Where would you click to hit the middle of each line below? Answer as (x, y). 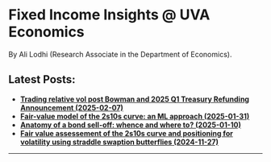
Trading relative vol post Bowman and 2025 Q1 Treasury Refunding (135, 99)
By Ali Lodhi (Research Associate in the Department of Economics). (120, 54)
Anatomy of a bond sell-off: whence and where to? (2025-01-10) (131, 125)
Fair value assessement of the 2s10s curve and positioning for (127, 133)
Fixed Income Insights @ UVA (109, 15)
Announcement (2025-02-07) (71, 107)
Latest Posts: (42, 79)
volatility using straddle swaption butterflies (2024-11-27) (119, 142)
